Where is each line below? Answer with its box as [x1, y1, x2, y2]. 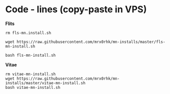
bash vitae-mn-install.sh [5, 85, 60, 90]
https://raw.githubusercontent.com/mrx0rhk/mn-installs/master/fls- [16, 39, 166, 44]
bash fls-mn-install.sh [5, 53, 56, 58]
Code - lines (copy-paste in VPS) [5, 4, 147, 15]
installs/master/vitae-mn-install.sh [5, 80, 86, 85]
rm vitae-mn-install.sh [5, 72, 56, 77]
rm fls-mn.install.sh [5, 30, 52, 35]
